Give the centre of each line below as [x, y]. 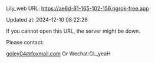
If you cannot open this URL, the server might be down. [73, 31]
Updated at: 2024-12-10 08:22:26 [47, 20]
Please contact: [25, 42]
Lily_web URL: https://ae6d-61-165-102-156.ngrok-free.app [77, 8]
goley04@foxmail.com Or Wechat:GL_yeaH [58, 54]
